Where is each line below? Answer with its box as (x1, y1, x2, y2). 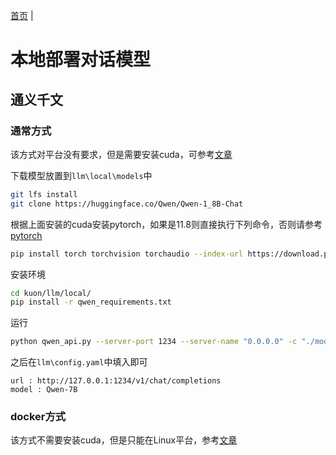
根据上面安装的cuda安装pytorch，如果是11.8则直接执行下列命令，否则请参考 (10, 218, 323, 230)
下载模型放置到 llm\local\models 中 (10, 169, 153, 181)
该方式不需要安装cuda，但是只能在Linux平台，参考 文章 (10, 434, 238, 446)
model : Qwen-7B (10, 385, 78, 395)
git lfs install (10, 189, 78, 199)
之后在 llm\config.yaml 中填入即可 (10, 356, 148, 368)
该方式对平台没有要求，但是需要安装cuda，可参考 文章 (10, 148, 233, 160)
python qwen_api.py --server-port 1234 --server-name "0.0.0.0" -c (10, 337, 298, 347)
